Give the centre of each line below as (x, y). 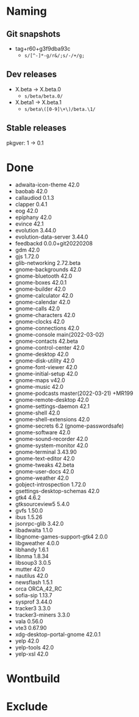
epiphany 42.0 (33, 217)
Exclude (27, 706)
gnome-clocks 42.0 (40, 321)
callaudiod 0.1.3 (34, 197)
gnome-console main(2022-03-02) (60, 334)
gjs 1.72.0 (27, 256)
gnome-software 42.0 (43, 432)
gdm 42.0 (27, 250)
